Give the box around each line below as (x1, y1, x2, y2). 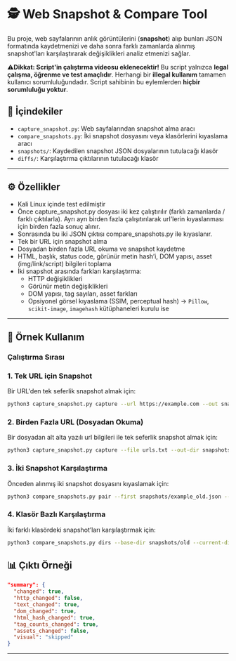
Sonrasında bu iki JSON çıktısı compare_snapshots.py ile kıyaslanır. (17, 230, 213, 238)
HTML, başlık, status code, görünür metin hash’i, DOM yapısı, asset (17, 251, 212, 261)
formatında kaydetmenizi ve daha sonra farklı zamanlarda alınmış (7, 41, 195, 50)
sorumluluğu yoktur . (7, 85, 68, 93)
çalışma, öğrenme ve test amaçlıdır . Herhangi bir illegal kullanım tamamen (7, 70, 226, 79)
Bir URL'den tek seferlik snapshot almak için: (7, 387, 136, 395)
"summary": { (7, 582, 46, 589)
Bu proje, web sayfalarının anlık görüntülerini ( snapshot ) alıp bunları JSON (7, 34, 223, 43)
